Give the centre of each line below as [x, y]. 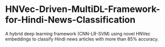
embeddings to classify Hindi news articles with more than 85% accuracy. [82, 39]
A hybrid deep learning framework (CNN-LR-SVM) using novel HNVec [78, 33]
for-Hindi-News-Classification [70, 20]
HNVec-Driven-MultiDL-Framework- [83, 9]
